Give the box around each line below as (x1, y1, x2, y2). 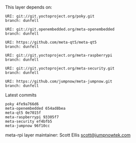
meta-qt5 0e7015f (5, 110, 41, 115)
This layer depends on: (5, 4, 52, 10)
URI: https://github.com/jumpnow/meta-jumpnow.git (5, 79, 113, 84)
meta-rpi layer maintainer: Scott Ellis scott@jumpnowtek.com (5, 132, 131, 138)
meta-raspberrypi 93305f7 (5, 115, 59, 120)
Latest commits (5, 92, 37, 98)
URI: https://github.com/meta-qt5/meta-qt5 (5, 40, 97, 45)
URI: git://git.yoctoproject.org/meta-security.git (5, 66, 115, 71)
